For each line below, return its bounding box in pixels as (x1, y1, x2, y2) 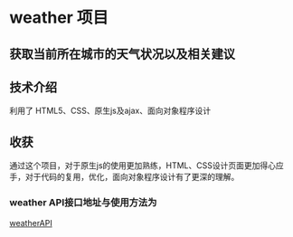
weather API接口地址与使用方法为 (9, 196, 157, 209)
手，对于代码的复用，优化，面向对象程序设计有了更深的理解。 (9, 172, 240, 183)
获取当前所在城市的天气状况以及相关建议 (9, 46, 235, 62)
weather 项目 (9, 7, 109, 28)
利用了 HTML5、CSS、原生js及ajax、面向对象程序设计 (9, 105, 211, 117)
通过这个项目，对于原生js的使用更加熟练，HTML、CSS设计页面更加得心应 (9, 160, 284, 171)
